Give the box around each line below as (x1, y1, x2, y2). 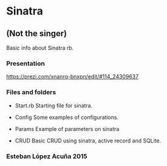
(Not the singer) (6, 28, 68, 39)
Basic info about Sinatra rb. (6, 44, 74, 51)
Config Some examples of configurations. (14, 113, 119, 121)
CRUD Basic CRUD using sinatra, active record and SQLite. (14, 137, 162, 144)
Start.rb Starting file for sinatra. (14, 101, 93, 109)
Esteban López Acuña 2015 (6, 152, 87, 161)
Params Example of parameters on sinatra (14, 125, 119, 132)
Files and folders (6, 88, 56, 97)
